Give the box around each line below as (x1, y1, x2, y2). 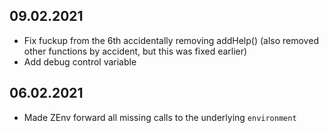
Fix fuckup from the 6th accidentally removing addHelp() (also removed (23, 34, 319, 46)
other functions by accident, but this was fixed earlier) (23, 45, 248, 57)
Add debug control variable (23, 55, 137, 68)
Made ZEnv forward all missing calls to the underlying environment (23, 111, 297, 123)
